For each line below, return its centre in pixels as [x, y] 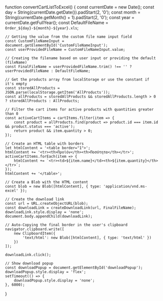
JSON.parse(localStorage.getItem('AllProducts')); [58, 92]
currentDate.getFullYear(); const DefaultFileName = [57, 22]
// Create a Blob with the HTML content [47, 182]
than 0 [12, 114]
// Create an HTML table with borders [44, 144]
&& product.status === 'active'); [40, 127]
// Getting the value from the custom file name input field [69, 37]
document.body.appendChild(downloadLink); [49, 216]
